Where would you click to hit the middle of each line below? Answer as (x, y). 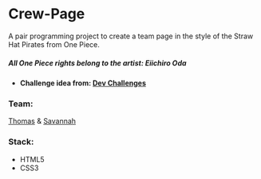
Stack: (21, 142)
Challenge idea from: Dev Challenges (83, 83)
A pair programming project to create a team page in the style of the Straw (131, 36)
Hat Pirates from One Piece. (54, 44)
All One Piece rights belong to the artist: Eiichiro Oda (97, 63)
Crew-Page (47, 14)
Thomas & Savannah (42, 121)
